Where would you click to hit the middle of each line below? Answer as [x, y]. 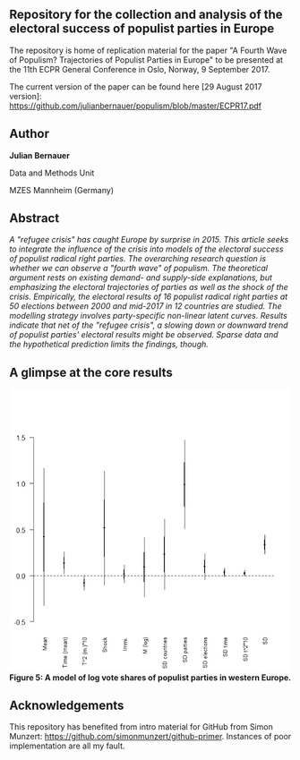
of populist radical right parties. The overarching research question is [138, 259]
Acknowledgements [67, 705]
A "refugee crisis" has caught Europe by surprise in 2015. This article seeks [149, 240]
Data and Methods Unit [52, 173]
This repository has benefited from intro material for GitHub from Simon [141, 727]
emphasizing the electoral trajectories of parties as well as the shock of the [149, 287]
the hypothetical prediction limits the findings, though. [109, 345]
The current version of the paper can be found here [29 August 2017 [136, 86]
